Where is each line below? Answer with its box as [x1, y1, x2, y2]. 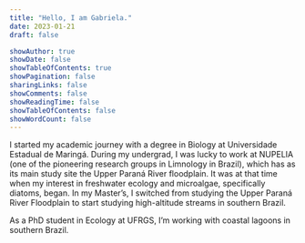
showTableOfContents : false [9, 106, 117, 115]
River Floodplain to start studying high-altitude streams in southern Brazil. [9, 197, 287, 208]
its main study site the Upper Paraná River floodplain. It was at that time [9, 168, 278, 179]
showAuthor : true [9, 46, 76, 56]
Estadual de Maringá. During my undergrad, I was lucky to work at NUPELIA [9, 149, 294, 160]
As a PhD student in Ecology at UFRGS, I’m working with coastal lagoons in [9, 215, 291, 226]
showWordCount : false [9, 115, 92, 124]
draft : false [9, 30, 59, 39]
